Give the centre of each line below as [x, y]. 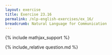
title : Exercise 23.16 [28, 14]
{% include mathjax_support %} [37, 38]
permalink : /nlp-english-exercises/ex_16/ [49, 19]
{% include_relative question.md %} [42, 47]
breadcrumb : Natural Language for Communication [56, 24]
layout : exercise [23, 10]
